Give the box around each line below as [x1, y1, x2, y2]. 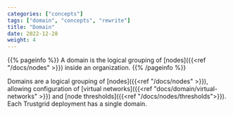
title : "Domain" [7, 23, 55, 30]
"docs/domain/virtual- [153, 85, 218, 93]
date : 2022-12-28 [7, 30, 58, 37]
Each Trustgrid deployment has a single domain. [7, 99, 148, 108]
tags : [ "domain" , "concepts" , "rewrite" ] [7, 17, 131, 24]
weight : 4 [7, 37, 37, 44]
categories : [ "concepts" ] [7, 10, 83, 18]
